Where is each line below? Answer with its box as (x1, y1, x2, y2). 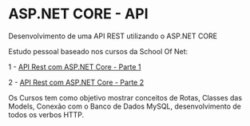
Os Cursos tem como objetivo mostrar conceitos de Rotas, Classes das (8, 93, 242, 102)
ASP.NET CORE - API (8, 5, 149, 23)
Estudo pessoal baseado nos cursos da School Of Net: (8, 46, 188, 56)
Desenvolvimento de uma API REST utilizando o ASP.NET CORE (8, 31, 218, 41)
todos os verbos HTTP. (8, 109, 85, 120)
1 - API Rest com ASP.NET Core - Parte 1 (8, 61, 141, 72)
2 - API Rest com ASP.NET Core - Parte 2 (8, 77, 145, 87)
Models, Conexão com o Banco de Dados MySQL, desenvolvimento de (8, 101, 242, 111)
